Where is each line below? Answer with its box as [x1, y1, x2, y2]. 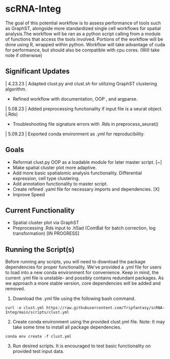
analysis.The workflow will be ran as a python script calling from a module [5, 31, 161, 37]
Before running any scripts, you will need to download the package [5, 259, 146, 265]
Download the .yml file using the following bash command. [12, 295, 136, 302]
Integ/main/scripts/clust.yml [5, 310, 70, 315]
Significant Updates [5, 67, 70, 76]
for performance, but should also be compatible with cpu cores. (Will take [5, 47, 160, 53]
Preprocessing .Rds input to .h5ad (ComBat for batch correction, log [12, 225, 156, 231]
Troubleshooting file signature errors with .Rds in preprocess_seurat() [12, 121, 159, 127]
